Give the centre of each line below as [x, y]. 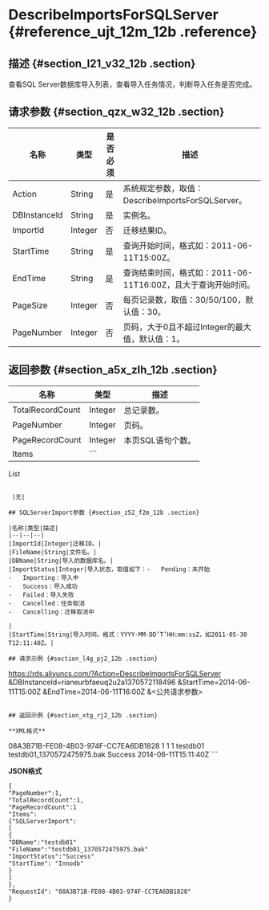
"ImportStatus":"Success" [51, 856]
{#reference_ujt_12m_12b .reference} [133, 32]
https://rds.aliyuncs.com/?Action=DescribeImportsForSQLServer [115, 673]
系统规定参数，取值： [163, 188]
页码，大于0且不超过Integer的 [179, 327]
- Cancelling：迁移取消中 [51, 612]
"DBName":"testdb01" [43, 842]
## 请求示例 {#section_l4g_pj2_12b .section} [83, 659]
